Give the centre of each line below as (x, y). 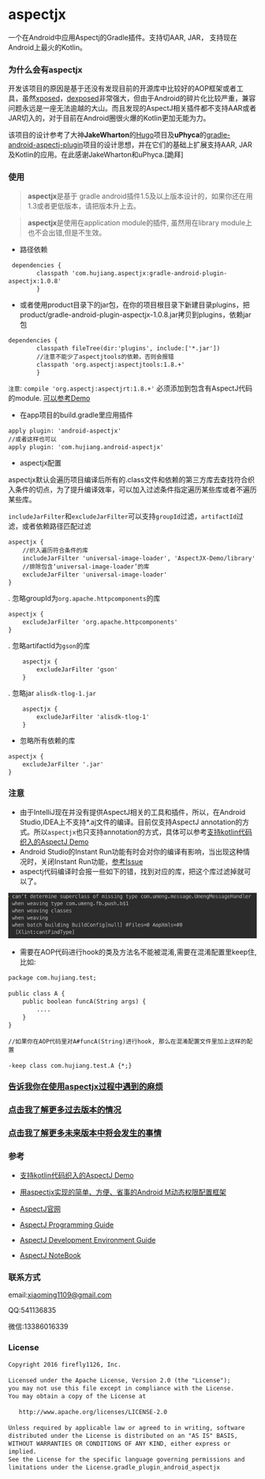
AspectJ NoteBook (50, 1255)
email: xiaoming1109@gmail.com (60, 1295)
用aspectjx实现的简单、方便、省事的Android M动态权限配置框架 (123, 1192)
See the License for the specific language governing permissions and (127, 1460)
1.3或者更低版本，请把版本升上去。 (84, 206)
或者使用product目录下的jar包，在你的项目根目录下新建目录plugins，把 (134, 304)
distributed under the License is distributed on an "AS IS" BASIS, (123, 1436)
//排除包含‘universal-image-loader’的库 (86, 567)
